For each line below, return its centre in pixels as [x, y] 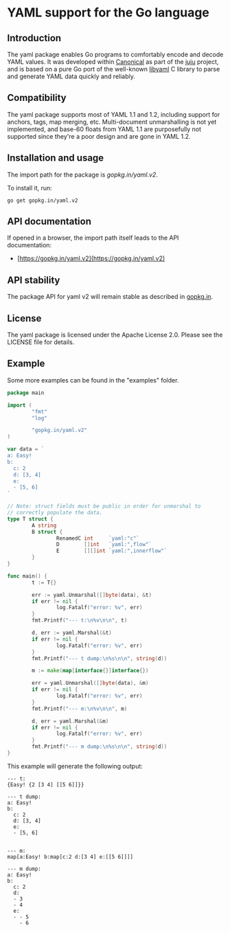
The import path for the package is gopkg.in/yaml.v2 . [82, 174]
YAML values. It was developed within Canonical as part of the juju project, [113, 62]
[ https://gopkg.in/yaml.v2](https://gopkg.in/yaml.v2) [91, 258]
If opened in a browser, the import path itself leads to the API [93, 238]
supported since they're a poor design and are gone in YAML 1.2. [99, 136]
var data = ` [26, 449]
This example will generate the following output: [75, 766]
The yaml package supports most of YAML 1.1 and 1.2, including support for [114, 114]
